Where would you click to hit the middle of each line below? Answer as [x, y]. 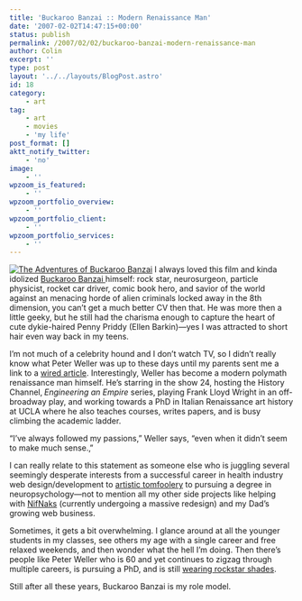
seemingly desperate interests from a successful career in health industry [146, 475]
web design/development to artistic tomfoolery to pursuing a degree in [141, 485]
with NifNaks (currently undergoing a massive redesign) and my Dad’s [140, 504]
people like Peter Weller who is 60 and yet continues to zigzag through [141, 560]
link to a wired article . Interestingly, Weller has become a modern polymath [148, 373]
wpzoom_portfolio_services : [62, 235]
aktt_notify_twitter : [50, 151]
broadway [28, 402]
